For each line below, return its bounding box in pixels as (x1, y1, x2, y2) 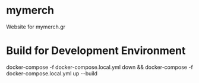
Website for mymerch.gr (6, 23, 66, 30)
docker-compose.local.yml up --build (6, 69, 98, 77)
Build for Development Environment (6, 44, 186, 58)
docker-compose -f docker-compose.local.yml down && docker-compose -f (6, 63, 193, 71)
